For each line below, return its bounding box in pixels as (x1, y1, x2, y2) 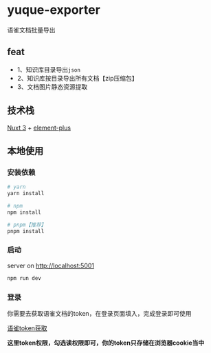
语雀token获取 (7, 323, 47, 332)
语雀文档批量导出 (7, 26, 56, 34)
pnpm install (7, 228, 45, 234)
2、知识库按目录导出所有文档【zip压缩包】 (16, 74, 139, 82)
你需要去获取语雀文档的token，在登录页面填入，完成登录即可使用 (7, 309, 192, 317)
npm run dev (7, 274, 41, 281)
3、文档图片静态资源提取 (16, 82, 88, 91)
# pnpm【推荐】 (7, 221, 47, 228)
